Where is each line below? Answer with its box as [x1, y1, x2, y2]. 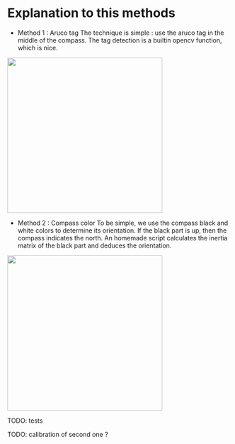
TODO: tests [7, 416, 43, 425]
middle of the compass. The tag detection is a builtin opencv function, [17, 35, 222, 44]
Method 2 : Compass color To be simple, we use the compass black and [17, 218, 229, 227]
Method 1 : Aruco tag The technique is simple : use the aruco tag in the [17, 28, 224, 37]
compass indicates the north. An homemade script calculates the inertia [17, 233, 228, 242]
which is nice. [17, 43, 58, 52]
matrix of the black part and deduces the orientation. [17, 241, 172, 250]
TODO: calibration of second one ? [7, 430, 108, 438]
